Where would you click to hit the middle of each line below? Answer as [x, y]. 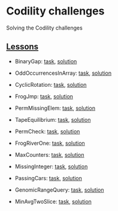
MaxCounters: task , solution [50, 154]
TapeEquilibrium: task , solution [53, 119]
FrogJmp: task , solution [44, 96]
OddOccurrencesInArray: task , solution [63, 73]
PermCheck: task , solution [47, 131]
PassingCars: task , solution [49, 178]
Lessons [22, 47]
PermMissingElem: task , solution [55, 108]
